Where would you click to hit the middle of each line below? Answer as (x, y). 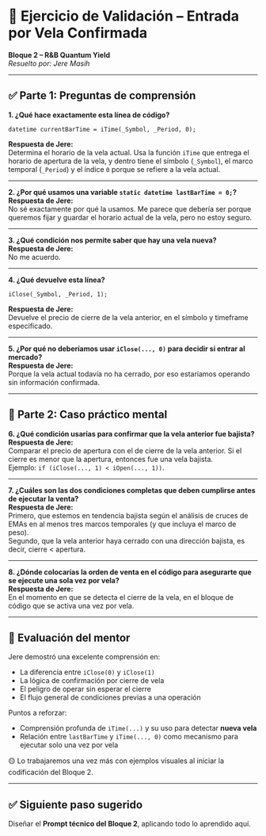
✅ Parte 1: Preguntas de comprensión (102, 95)
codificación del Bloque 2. (51, 773)
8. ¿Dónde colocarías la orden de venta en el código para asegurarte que (130, 572)
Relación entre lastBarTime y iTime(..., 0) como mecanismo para (129, 737)
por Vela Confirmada (78, 33)
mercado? (25, 357)
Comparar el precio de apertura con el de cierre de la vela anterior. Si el (125, 450)
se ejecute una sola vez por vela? (64, 580)
